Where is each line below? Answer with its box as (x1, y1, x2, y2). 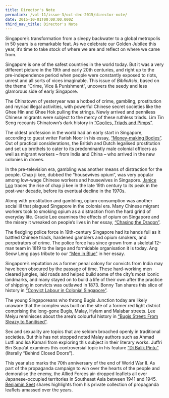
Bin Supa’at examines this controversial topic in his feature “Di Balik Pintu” (5, 345, 159, 351)
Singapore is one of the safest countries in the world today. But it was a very (5, 61, 164, 67)
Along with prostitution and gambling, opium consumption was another (5, 198, 153, 204)
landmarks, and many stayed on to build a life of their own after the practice (5, 277, 163, 283)
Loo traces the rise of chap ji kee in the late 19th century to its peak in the (5, 183, 158, 189)
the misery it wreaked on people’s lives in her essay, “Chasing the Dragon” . (5, 219, 161, 226)
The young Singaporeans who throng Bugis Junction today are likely (5, 297, 147, 303)
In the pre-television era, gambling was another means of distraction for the (5, 166, 162, 172)
